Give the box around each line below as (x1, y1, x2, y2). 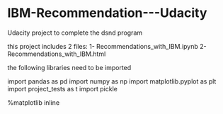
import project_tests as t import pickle (7, 84, 118, 93)
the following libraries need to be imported (7, 63, 132, 72)
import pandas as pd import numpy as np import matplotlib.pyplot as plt (7, 76, 217, 86)
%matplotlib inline (7, 98, 60, 107)
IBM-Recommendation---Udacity (7, 5, 207, 21)
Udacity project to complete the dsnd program (7, 28, 143, 37)
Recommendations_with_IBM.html (7, 50, 106, 58)
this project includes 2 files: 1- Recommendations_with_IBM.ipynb (7, 42, 198, 50)
